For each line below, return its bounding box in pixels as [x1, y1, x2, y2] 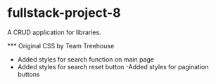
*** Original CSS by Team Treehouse [7, 41, 115, 50]
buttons [17, 70, 40, 78]
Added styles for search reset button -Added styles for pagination [17, 62, 209, 71]
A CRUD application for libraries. [7, 28, 101, 36]
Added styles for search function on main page [17, 55, 155, 64]
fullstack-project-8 [7, 5, 121, 21]
